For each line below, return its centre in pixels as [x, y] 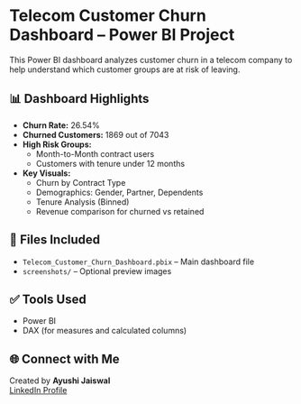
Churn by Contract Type [81, 182]
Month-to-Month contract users [95, 153]
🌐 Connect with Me [64, 358]
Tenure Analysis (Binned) [82, 202]
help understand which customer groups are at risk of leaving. [125, 69]
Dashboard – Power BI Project [122, 35]
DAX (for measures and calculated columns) [105, 331]
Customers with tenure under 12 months [110, 163]
